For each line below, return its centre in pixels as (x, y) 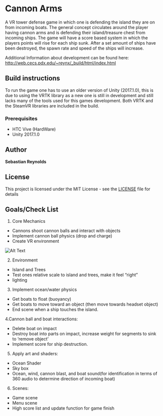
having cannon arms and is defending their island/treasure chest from (75, 32)
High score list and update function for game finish (63, 408)
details (12, 194)
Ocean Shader (27, 363)
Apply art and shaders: (35, 354)
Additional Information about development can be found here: (67, 57)
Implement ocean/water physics (44, 289)
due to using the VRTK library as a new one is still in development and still (79, 95)
